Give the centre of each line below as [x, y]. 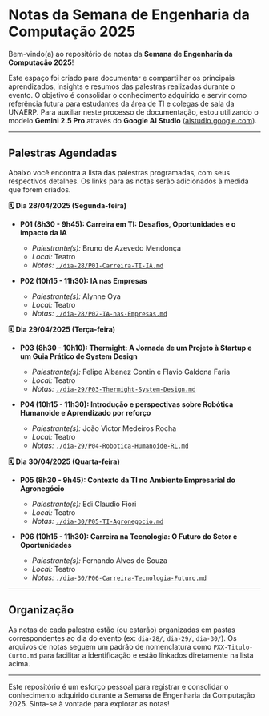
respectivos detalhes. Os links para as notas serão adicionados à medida [129, 181]
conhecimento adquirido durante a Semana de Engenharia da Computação [132, 695]
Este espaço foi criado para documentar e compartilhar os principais [121, 78]
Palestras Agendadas [63, 153]
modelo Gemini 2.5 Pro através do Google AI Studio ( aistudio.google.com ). [133, 120]
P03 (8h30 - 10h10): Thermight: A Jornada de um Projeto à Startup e [136, 348]
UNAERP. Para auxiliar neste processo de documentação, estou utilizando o [133, 112]
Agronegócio [42, 488]
